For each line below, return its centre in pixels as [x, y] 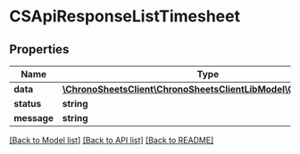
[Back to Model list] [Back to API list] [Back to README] [112, 140]
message [33, 118]
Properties [39, 49]
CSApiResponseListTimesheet [125, 16]
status [28, 104]
